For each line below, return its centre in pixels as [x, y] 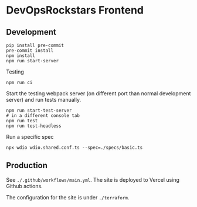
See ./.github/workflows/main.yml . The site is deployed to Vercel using [93, 179]
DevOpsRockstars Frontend [75, 10]
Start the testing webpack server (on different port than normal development [98, 94]
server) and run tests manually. [43, 100]
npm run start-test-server [39, 111]
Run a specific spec [30, 137]
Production [27, 166]
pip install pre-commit [35, 45]
